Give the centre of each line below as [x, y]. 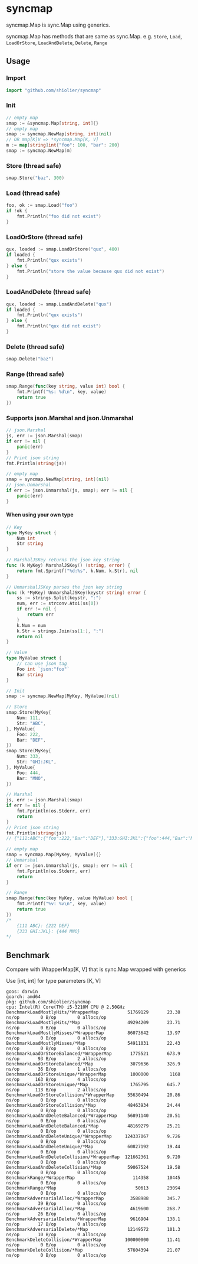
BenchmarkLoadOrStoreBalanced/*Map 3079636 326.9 [93, 1064]
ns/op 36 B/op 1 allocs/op [57, 1069]
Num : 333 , [29, 756]
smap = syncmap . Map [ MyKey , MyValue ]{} [54, 855]
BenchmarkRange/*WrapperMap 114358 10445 [93, 1178]
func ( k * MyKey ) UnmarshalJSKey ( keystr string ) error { [76, 593]
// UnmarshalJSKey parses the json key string [64, 587]
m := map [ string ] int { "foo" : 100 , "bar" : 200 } [63, 145]
